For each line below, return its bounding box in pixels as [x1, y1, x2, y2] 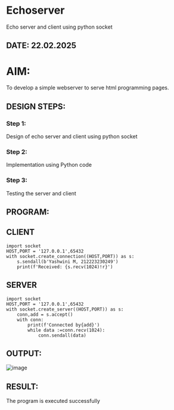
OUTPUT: [6, 348, 42, 358]
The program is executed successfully [6, 397, 100, 405]
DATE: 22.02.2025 [6, 41, 76, 51]
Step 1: [6, 119, 26, 128]
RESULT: [6, 381, 39, 392]
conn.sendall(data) [38, 332, 86, 338]
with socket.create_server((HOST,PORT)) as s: [6, 306, 124, 312]
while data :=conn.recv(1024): [27, 327, 105, 333]
